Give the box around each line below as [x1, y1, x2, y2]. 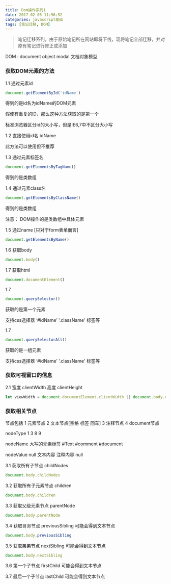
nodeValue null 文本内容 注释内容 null [5, 452, 83, 458]
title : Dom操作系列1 [5, 7, 46, 13]
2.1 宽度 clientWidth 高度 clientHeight [5, 384, 83, 390]
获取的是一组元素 [5, 347, 41, 353]
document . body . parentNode [5, 513, 60, 518]
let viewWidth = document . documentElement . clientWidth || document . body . [5, 394, 165, 399]
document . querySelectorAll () [5, 337, 67, 342]
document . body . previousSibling [5, 532, 72, 538]
